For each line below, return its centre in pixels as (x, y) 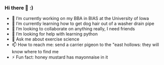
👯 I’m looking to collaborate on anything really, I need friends (73, 29)
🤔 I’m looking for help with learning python (55, 34)
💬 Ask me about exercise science (46, 39)
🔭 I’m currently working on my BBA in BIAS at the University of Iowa (80, 19)
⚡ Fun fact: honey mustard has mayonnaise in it (60, 57)
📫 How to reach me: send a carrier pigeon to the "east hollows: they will (85, 45)
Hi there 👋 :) (19, 8)
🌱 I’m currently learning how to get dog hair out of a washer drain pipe (83, 23)
